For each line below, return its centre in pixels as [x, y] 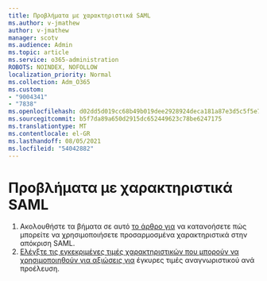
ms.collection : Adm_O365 [49, 82]
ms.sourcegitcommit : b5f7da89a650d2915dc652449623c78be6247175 [115, 119]
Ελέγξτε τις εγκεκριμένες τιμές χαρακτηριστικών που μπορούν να [130, 252]
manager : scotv [33, 38]
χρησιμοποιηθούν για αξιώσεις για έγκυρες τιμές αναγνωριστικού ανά [137, 260]
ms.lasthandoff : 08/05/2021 [55, 141]
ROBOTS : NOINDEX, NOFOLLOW [53, 67]
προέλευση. [39, 269]
